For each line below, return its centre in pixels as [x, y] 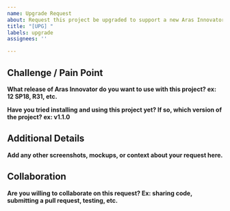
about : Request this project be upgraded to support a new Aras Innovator [116, 20]
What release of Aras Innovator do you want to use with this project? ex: [112, 89]
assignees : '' [27, 39]
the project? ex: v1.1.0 [39, 116]
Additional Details [46, 139]
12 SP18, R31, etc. [32, 96]
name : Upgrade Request [39, 13]
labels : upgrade [30, 33]
